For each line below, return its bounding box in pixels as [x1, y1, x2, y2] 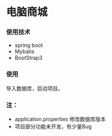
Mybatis [14, 48, 35, 55]
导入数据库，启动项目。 [6, 85, 63, 92]
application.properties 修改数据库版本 [14, 116, 106, 123]
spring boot [14, 42, 43, 49]
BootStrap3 [14, 54, 43, 61]
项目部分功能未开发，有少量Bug [14, 123, 92, 130]
